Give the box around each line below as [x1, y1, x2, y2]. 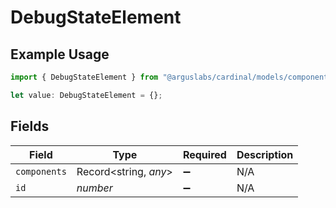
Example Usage [10, 46, 110, 63]
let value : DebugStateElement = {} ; [10, 90, 163, 100]
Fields [10, 118, 50, 135]
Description [236, 147, 294, 161]
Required [182, 147, 227, 161]
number [76, 181, 113, 195]
